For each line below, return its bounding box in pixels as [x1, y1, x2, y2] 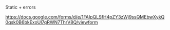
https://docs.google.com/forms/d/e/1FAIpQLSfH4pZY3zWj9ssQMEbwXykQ [5, 14, 165, 19]
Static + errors [5, 4, 36, 10]
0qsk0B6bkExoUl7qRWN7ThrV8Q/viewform [5, 19, 99, 25]
